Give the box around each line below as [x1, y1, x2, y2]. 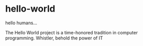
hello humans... [5, 20, 37, 26]
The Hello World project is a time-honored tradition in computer [5, 29, 138, 35]
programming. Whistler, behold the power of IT [5, 35, 103, 41]
